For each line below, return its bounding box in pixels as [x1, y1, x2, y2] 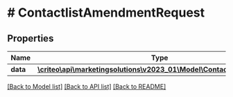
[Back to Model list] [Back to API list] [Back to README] [7, 82, 166, 91]
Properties [7, 33, 54, 44]
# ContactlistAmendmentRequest [7, 5, 205, 21]
